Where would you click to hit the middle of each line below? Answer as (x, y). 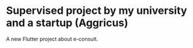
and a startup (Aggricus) (67, 23)
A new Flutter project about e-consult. (52, 39)
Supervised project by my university (97, 11)
